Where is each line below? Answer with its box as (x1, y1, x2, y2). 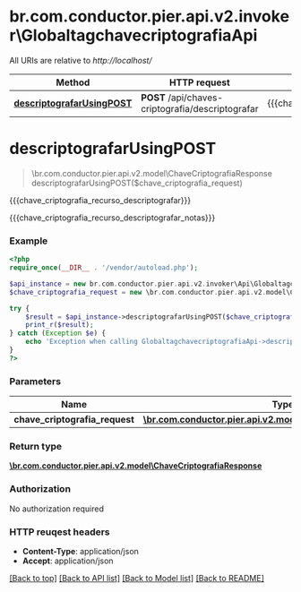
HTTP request (168, 76, 230, 89)
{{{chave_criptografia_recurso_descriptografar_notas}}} (9, 212, 216, 223)
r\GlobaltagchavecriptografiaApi (9, 25, 258, 46)
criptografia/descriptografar (140, 102, 259, 115)
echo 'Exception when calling (25, 338, 139, 347)
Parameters (9, 374, 61, 387)
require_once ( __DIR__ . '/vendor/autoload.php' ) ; (9, 263, 199, 272)
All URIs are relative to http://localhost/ (9, 55, 152, 65)
